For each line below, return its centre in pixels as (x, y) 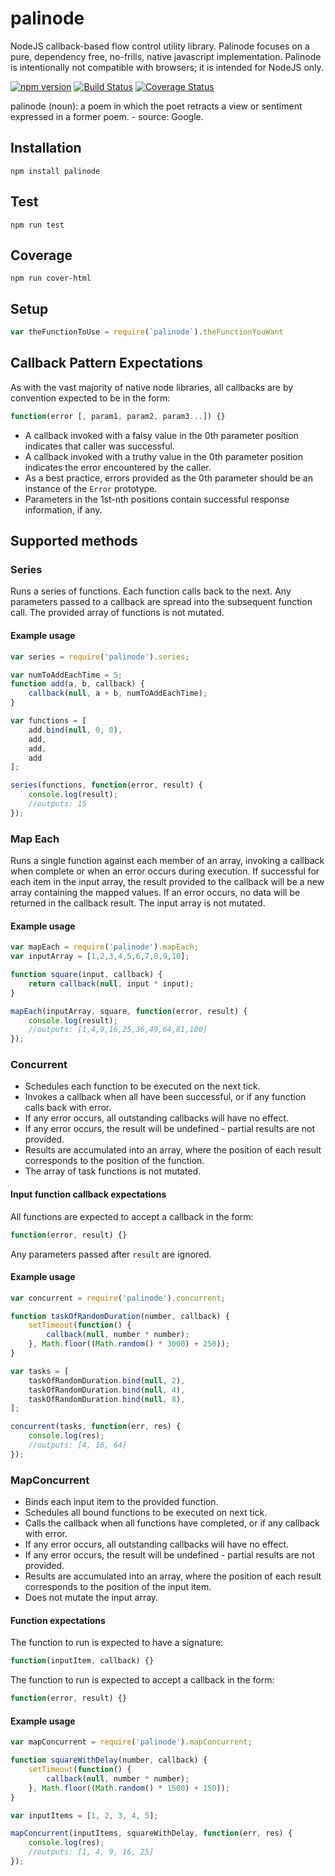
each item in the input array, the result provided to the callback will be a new (167, 882)
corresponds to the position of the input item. (118, 1587)
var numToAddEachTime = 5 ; (66, 675)
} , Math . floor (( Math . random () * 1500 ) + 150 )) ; (129, 1788)
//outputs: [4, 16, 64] (78, 1445)
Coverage (41, 255)
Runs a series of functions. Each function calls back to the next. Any (151, 591)
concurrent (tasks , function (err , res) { (96, 1427)
